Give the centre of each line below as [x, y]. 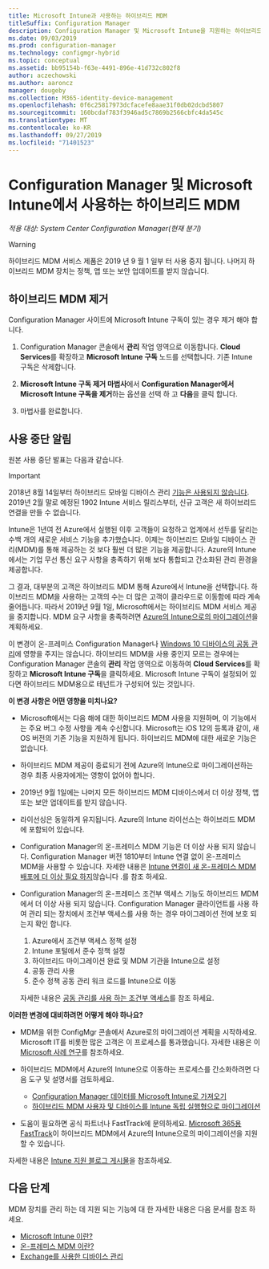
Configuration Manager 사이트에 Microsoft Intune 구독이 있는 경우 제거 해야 [129, 320]
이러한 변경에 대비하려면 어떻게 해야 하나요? [76, 1015]
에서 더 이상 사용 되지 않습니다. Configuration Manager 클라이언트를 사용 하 [139, 904]
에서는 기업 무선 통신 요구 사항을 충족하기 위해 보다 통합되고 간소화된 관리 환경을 [133, 559]
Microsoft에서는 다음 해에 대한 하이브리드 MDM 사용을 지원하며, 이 [124, 718]
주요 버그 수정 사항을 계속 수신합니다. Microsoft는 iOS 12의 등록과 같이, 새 [144, 728]
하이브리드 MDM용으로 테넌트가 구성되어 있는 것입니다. [109, 684]
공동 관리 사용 [53, 971]
